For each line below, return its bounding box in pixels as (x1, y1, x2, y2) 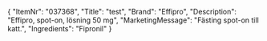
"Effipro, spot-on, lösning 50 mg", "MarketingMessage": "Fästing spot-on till (7, 15, 260, 25)
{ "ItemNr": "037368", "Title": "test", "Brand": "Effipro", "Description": (7, 7, 237, 16)
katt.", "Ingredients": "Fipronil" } (7, 24, 112, 33)
